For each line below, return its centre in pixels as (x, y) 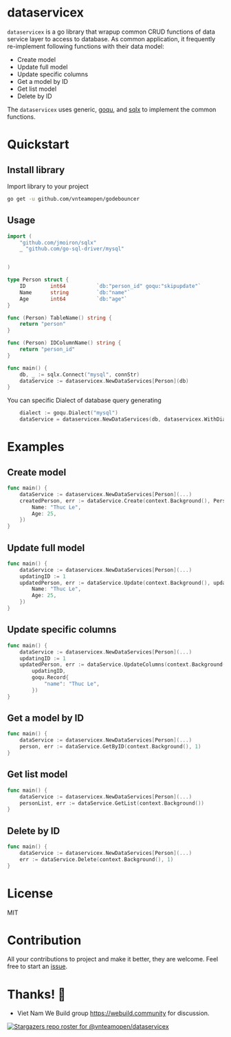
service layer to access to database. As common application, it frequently (111, 38)
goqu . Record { (51, 678)
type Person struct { (38, 280)
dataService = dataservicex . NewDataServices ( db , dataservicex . (112, 420)
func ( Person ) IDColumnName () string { (64, 343)
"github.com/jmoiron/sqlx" (58, 243)
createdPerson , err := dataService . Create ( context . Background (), (115, 501)
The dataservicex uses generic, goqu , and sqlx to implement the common (112, 109)
